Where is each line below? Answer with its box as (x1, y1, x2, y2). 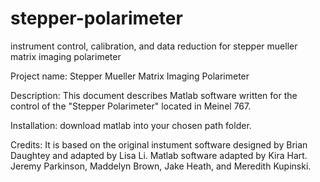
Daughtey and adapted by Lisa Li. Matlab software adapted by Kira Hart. (10, 149, 308, 161)
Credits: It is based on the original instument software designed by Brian (10, 138, 308, 151)
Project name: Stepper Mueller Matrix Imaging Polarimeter (10, 70, 250, 82)
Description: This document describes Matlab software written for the (10, 89, 298, 101)
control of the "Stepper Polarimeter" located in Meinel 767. (10, 100, 252, 112)
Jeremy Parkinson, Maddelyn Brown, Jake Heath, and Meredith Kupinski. (10, 160, 312, 172)
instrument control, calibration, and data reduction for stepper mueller (10, 40, 298, 52)
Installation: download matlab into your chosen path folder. (10, 119, 252, 131)
